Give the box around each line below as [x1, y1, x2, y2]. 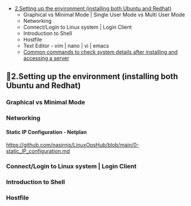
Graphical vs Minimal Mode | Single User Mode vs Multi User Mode [23, 11, 185, 18]
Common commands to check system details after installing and [23, 49, 178, 55]
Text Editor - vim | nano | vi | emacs [23, 42, 109, 49]
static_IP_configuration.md [6, 147, 70, 154]
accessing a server [23, 55, 70, 61]
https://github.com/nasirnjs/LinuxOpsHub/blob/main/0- [6, 142, 139, 149]
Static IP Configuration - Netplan [6, 128, 87, 135]
